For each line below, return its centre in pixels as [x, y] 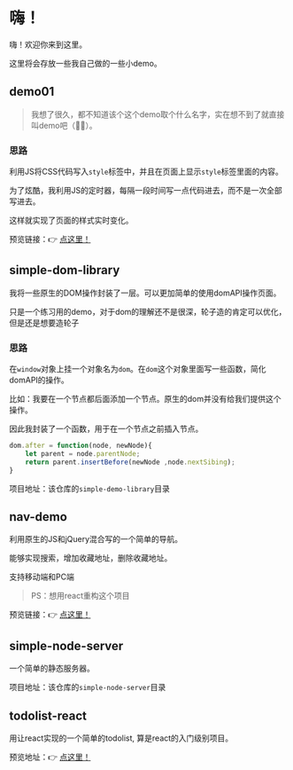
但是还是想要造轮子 [44, 322]
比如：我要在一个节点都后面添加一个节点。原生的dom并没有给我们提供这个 [145, 399]
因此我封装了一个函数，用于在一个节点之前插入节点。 [106, 429]
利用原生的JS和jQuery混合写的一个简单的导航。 [96, 539]
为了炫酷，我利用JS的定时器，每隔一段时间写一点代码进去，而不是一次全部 [146, 191]
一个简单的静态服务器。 [52, 668]
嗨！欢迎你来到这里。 [48, 44]
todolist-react [48, 715]
